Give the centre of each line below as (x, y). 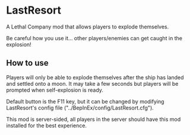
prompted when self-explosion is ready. (55, 90)
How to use (27, 63)
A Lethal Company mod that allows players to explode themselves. (88, 27)
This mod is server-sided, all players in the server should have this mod (94, 119)
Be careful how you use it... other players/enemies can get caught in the (94, 38)
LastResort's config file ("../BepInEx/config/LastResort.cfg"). (80, 108)
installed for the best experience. (47, 126)
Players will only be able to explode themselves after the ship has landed (95, 77)
